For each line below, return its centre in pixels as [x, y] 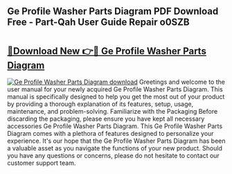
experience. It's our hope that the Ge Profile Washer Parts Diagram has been [117, 141]
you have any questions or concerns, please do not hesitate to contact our [113, 156]
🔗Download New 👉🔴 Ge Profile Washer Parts [107, 51]
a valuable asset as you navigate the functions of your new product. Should [115, 148]
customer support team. [42, 163]
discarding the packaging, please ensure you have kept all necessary [106, 119]
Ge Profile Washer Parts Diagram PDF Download [113, 11]
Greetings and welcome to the [182, 82]
